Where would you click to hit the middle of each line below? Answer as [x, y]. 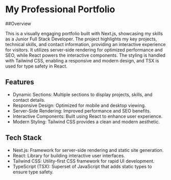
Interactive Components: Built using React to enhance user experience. [88, 116]
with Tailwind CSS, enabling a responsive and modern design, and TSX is [82, 60]
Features [20, 82]
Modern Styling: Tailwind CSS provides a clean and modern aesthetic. [86, 122]
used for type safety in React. [36, 66]
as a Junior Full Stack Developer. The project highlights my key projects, [81, 39]
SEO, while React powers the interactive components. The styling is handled [86, 55]
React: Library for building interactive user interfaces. [69, 155]
